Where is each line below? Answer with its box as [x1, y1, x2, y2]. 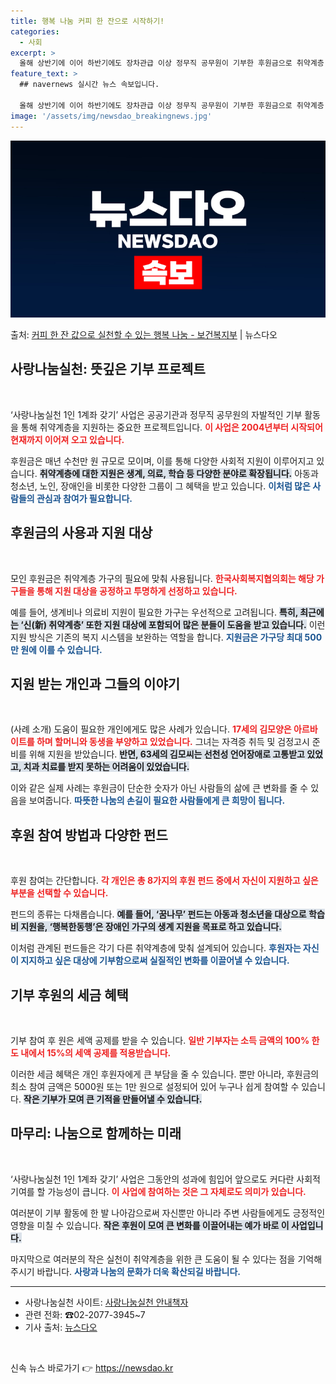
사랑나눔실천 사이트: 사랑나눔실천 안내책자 [24, 1296, 189, 1308]
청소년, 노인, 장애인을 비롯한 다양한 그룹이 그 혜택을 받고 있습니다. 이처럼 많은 [10, 480, 311, 492]
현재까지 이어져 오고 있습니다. [10, 433, 125, 445]
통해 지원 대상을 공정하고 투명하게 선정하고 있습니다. [36, 585, 238, 597]
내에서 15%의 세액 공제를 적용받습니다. [20, 1047, 172, 1059]
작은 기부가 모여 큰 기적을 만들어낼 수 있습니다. [23, 1093, 203, 1105]
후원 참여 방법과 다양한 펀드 [10, 826, 168, 844]
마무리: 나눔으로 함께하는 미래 [10, 1125, 182, 1142]
